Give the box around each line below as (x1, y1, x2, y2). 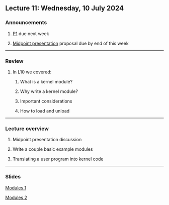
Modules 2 (5, 194, 28, 200)
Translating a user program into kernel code (12, 156, 104, 162)
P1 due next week (12, 30, 49, 37)
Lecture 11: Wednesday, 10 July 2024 (5, 4, 124, 13)
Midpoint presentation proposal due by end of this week (12, 40, 129, 46)
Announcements (5, 19, 47, 26)
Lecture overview (5, 125, 49, 132)
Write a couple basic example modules (12, 146, 93, 152)
